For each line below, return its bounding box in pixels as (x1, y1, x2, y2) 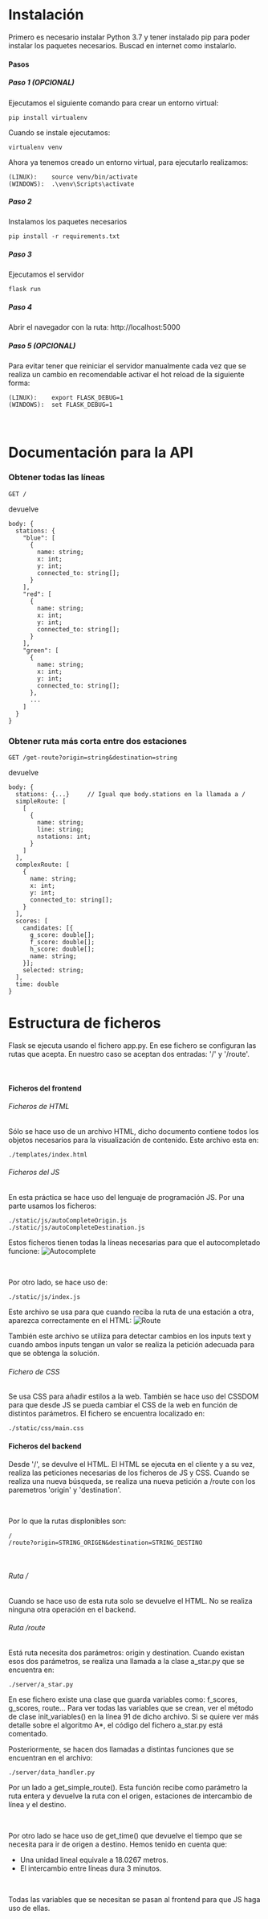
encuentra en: (8, 1665, 55, 1675)
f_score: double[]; (29, 939, 95, 947)
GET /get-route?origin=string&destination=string (8, 754, 178, 762)
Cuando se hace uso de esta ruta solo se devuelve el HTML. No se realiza (8, 1596, 253, 1605)
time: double (15, 980, 59, 988)
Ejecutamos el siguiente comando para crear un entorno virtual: (8, 98, 219, 108)
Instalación (8, 6, 84, 24)
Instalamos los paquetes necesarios (8, 217, 128, 227)
